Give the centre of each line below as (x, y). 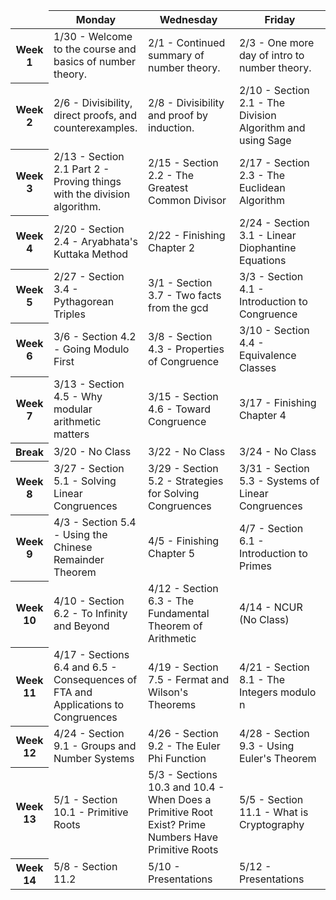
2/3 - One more (276, 42)
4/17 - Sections (91, 654)
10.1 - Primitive (91, 812)
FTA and (73, 692)
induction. (171, 127)
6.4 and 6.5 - (85, 667)
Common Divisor (187, 200)
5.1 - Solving (85, 481)
